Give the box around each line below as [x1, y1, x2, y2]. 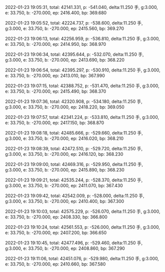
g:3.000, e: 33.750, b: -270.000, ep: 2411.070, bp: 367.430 [5, 183, 123, 188]
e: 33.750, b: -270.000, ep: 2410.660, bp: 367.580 [5, 261, 106, 267]
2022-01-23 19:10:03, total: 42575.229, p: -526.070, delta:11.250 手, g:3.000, [5, 208, 161, 214]
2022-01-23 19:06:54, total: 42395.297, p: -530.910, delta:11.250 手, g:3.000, [5, 67, 161, 73]
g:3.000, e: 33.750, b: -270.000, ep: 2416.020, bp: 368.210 [5, 136, 124, 141]
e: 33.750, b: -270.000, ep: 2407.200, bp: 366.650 [5, 230, 107, 236]
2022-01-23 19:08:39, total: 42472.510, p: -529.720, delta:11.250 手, [5, 146, 143, 151]
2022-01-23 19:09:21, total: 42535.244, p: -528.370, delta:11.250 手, [5, 177, 143, 183]
